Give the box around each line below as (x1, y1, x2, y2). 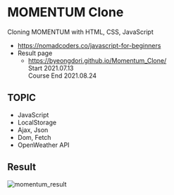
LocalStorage (17, 118, 57, 126)
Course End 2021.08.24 (27, 71, 97, 80)
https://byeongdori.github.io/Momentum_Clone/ (27, 56, 167, 64)
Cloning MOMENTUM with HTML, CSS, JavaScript (7, 28, 154, 36)
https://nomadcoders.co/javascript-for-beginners (17, 41, 161, 49)
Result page (17, 49, 53, 57)
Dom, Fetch (17, 133, 51, 141)
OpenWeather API (17, 141, 70, 149)
